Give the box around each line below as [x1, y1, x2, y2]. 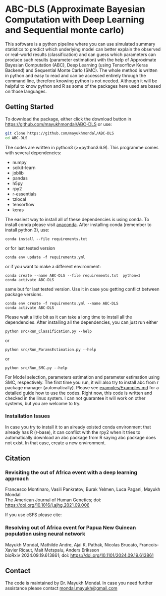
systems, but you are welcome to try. [5, 400, 81, 406]
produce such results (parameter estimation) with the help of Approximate [5, 57, 157, 62]
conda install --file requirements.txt [5, 237, 88, 241]
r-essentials [12, 191, 37, 197]
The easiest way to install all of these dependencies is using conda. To [5, 216, 150, 222]
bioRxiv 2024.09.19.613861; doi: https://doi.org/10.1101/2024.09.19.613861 [5, 552, 154, 558]
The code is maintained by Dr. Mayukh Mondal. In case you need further [5, 580, 153, 586]
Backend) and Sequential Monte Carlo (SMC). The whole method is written [5, 67, 158, 73]
